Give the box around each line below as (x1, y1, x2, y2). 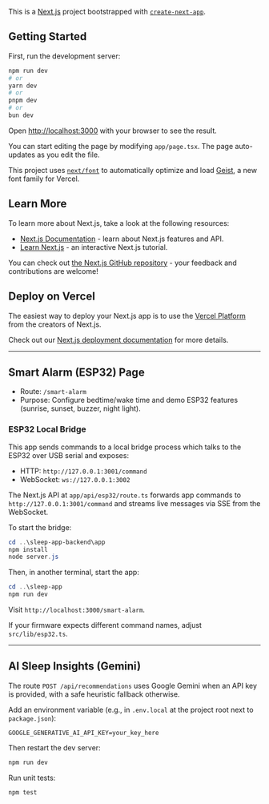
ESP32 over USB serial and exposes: (8, 450, 130, 460)
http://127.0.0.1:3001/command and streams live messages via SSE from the (8, 498, 261, 508)
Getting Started (8, 30, 87, 43)
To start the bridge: (8, 522, 72, 532)
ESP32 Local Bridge (8, 424, 86, 435)
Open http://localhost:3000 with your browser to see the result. (8, 126, 218, 135)
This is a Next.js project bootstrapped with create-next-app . (8, 7, 207, 16)
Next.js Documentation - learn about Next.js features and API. (19, 234, 224, 243)
